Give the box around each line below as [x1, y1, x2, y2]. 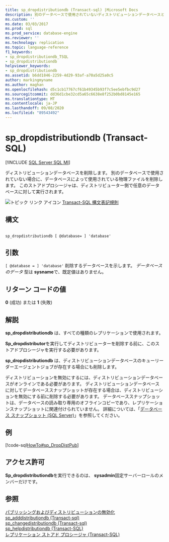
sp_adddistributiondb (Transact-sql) [5, 514, 79, 521]
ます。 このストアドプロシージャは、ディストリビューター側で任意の [5, 182, 147, 188]
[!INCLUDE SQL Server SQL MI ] [5, 159, 70, 165]
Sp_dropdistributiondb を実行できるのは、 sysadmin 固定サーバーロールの [5, 472, 159, 478]
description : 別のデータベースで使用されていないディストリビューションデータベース [5, 12, 161, 17]
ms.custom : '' [5, 17, 35, 22]
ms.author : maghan [5, 82, 44, 87]
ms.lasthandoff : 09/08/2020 [5, 106, 64, 111]
